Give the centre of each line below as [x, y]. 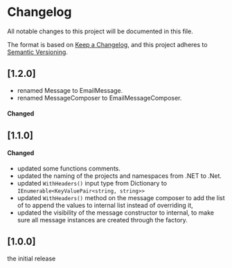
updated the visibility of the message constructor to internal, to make [116, 213]
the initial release [32, 258]
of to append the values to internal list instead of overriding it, [105, 205]
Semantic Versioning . [37, 52]
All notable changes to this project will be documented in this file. [100, 31]
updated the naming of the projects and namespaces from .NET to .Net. [119, 176]
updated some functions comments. [69, 168]
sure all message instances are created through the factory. [102, 220]
